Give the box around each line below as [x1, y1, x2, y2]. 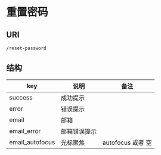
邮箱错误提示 [60, 127, 97, 135]
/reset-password [6, 45, 47, 51]
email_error [9, 126, 41, 135]
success [9, 93, 33, 101]
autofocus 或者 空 [102, 138, 152, 147]
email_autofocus [9, 138, 55, 146]
